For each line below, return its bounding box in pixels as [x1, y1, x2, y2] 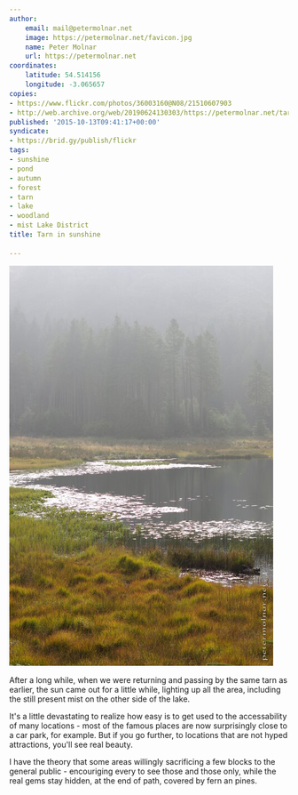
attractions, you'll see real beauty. [9, 739, 133, 750]
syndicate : [9, 127, 50, 136]
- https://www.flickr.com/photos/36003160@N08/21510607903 [9, 99, 232, 108]
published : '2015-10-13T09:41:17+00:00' [9, 117, 161, 126]
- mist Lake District [9, 221, 90, 230]
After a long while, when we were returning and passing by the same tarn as [9, 674, 288, 685]
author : [9, 14, 38, 23]
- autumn [9, 173, 42, 182]
